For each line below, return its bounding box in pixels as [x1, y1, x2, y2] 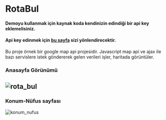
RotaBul [5, 3, 39, 15]
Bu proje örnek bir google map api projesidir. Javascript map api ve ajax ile [5, 48, 161, 54]
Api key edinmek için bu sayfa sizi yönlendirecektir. [5, 37, 116, 43]
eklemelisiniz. [5, 25, 36, 32]
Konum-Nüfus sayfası [5, 98, 61, 105]
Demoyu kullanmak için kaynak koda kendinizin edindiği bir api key [5, 20, 149, 26]
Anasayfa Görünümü [5, 67, 58, 74]
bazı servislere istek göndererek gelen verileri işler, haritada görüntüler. [5, 54, 154, 60]
